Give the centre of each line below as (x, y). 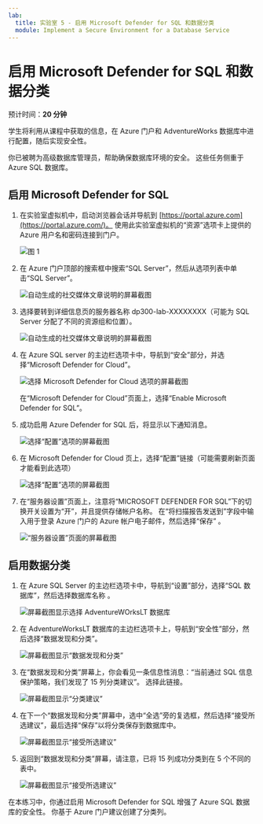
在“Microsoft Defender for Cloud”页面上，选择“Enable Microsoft (123, 398)
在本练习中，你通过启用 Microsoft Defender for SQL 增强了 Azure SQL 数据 (129, 802)
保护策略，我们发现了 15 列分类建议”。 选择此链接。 (103, 682)
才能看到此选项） (47, 468)
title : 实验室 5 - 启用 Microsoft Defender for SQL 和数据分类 (115, 23)
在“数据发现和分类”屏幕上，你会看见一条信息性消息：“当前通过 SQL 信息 (136, 672)
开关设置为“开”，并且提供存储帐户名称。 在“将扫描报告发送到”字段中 (137, 512)
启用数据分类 (39, 565)
